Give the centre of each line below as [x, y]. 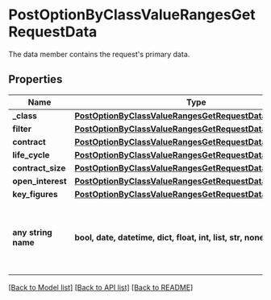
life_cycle [31, 154]
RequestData [53, 32]
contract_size [39, 168]
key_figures [35, 194]
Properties [35, 79]
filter [22, 129]
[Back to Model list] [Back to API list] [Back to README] [101, 287]
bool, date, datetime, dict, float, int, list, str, [158, 237]
